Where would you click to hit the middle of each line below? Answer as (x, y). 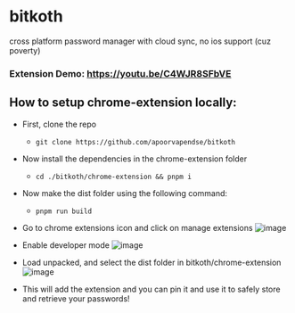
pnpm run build (63, 211)
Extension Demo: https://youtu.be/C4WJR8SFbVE (120, 73)
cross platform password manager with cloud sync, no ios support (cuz (140, 41)
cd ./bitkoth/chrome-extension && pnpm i (113, 177)
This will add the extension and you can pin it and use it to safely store (151, 289)
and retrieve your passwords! (76, 298)
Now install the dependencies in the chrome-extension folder (135, 159)
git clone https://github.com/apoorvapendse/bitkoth (135, 142)
